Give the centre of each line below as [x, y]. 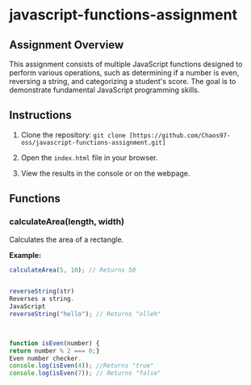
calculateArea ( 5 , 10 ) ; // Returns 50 [73, 270]
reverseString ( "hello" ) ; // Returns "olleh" [85, 314]
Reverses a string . [42, 299]
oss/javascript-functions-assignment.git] [93, 142]
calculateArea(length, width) [67, 222]
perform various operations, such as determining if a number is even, [124, 73]
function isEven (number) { [54, 343]
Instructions [40, 115]
